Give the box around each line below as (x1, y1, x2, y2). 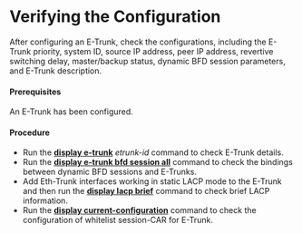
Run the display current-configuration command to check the (22, 205, 257, 216)
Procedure (9, 127, 50, 138)
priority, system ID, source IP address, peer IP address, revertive (33, 45, 274, 56)
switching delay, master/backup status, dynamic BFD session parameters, (9, 55, 286, 66)
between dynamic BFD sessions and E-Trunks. (22, 166, 198, 178)
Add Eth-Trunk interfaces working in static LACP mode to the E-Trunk (22, 176, 283, 187)
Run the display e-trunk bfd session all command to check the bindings (22, 157, 293, 168)
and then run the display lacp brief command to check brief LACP (22, 186, 270, 197)
